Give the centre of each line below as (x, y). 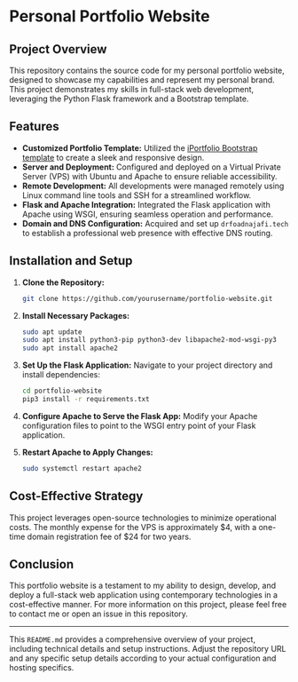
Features (34, 127)
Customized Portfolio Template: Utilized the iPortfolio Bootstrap (140, 147)
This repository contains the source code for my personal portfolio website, (147, 70)
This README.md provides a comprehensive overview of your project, (132, 639)
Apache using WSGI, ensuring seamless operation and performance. (147, 214)
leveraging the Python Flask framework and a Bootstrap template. (129, 99)
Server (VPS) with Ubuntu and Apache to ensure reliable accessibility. (149, 176)
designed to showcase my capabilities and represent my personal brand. (142, 80)
